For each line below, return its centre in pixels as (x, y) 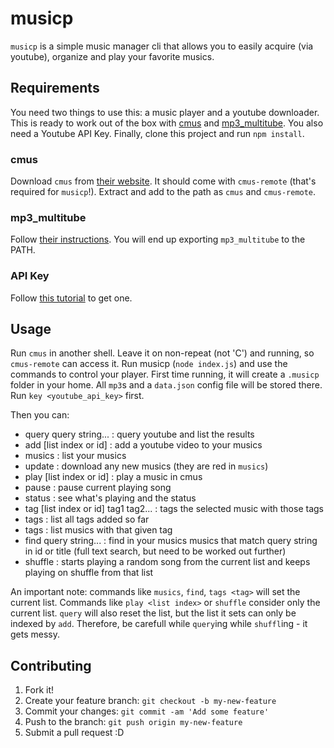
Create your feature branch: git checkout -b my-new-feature (150, 701)
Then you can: (40, 415)
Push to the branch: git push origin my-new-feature (133, 722)
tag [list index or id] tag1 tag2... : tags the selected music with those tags (174, 509)
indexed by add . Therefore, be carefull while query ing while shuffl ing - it (159, 624)
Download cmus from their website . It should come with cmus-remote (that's (163, 181)
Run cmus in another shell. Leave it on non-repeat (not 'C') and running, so (162, 353)
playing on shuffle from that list (89, 573)
